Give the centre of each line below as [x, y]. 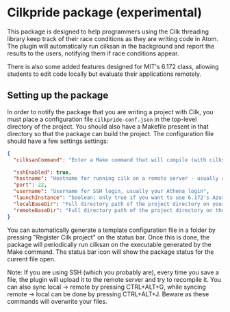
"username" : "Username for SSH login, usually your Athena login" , [112, 192]
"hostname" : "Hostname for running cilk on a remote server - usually [116, 179]
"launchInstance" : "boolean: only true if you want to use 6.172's [112, 198]
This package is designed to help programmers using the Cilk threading [108, 31]
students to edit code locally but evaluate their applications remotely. [104, 74]
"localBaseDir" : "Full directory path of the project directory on [112, 204]
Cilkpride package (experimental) [105, 13]
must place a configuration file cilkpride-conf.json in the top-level [102, 119]
